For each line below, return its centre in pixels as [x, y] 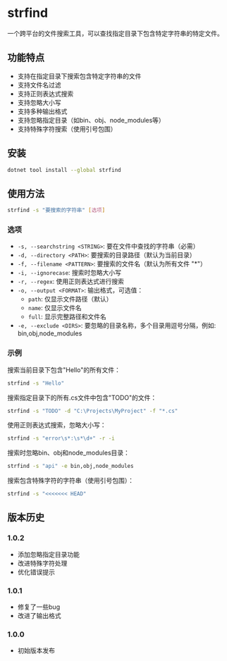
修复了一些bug [39, 607]
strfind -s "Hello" [36, 383]
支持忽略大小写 [39, 102]
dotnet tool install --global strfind [64, 170]
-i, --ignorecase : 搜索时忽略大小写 [69, 273]
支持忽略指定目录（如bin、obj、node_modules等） [91, 120]
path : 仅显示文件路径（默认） [70, 299]
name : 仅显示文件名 [55, 308]
